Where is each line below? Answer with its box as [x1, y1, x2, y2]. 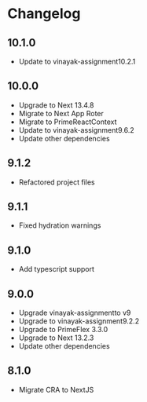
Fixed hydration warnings [18, 221, 101, 230]
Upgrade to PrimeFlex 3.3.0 [18, 325, 108, 334]
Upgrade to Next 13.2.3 [18, 333, 94, 342]
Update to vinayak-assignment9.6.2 [18, 125, 134, 134]
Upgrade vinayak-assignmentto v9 [18, 308, 131, 318]
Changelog [7, 5, 81, 23]
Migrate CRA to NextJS [18, 385, 94, 394]
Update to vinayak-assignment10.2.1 [18, 57, 136, 66]
